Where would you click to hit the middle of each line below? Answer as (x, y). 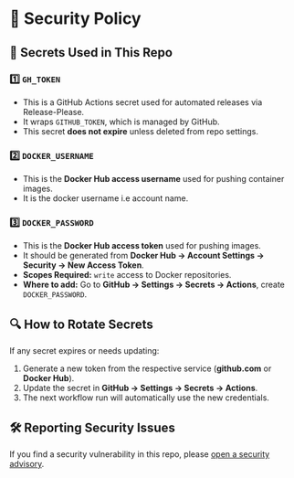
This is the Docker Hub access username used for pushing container (153, 179)
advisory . (27, 464)
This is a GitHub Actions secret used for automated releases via (142, 102)
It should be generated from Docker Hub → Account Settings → (143, 256)
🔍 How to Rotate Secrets (81, 324)
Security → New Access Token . (83, 265)
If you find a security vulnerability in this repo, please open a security (140, 454)
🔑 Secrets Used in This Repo (91, 53)
